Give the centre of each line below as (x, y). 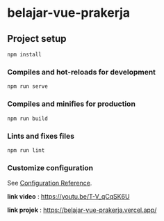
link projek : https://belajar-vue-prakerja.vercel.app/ (82, 210)
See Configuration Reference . (50, 183)
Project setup (37, 39)
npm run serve (28, 86)
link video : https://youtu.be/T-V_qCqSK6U (68, 197)
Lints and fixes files (41, 136)
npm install (24, 54)
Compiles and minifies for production (71, 104)
